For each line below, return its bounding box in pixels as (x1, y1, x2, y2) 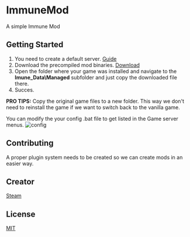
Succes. (14, 86, 34, 93)
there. (14, 80, 29, 87)
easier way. (6, 160, 34, 167)
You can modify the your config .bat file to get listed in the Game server (6, 115, 178, 122)
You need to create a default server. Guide (14, 55, 117, 62)
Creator (6, 176, 35, 187)
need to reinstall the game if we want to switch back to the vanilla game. (6, 103, 180, 111)
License (6, 209, 36, 219)
